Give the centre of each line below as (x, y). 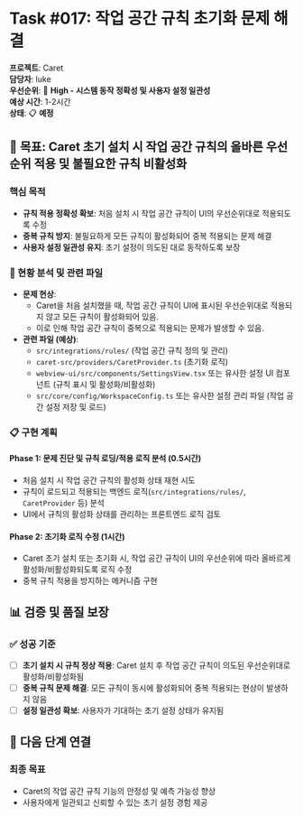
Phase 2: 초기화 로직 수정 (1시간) (67, 536)
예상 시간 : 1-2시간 (40, 101)
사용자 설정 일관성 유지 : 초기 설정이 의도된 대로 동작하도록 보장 (131, 247)
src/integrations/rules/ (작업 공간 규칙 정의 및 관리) (132, 350)
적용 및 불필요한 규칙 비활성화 (110, 164)
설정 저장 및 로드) (76, 406)
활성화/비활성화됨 (53, 677)
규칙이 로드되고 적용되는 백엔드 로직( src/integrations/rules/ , (134, 492)
